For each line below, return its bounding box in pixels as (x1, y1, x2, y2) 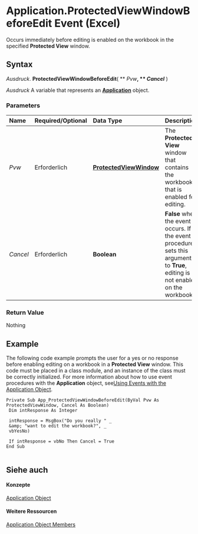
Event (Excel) (54, 17, 121, 30)
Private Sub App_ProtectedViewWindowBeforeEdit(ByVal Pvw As (6, 397, 160, 403)
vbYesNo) (8, 428, 31, 434)
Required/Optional (34, 117, 87, 125)
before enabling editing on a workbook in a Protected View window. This (6, 361, 184, 368)
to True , (164, 261, 187, 269)
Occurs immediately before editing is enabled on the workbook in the (6, 36, 174, 43)
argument (164, 254, 192, 262)
